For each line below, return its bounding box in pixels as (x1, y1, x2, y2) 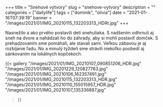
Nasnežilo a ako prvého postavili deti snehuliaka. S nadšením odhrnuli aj (5, 30, 154, 35)
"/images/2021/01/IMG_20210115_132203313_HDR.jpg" (5, 77, 117, 82)
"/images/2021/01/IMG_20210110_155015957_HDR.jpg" (5, 82, 116, 88)
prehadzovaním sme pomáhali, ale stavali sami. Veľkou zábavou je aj (5, 40, 146, 46)
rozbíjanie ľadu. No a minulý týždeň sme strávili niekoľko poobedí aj (5, 46, 144, 51)
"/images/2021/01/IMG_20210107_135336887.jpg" (5, 87, 106, 93)
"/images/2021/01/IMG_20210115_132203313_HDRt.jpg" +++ (5, 20, 129, 26)
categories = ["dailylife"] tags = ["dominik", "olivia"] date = (5, 9, 126, 15)
